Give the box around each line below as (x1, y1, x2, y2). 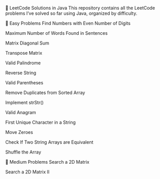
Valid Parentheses (5, 80, 43, 85)
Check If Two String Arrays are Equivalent (5, 139, 94, 145)
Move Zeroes (5, 129, 33, 135)
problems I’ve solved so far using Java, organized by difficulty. (5, 10, 138, 16)
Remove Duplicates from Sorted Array (5, 89, 85, 96)
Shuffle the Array (5, 149, 41, 155)
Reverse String (5, 70, 37, 76)
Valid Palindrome (5, 60, 41, 66)
